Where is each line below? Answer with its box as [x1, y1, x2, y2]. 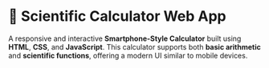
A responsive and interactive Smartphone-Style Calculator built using [8, 34, 242, 43]
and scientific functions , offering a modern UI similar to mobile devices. [8, 50, 248, 60]
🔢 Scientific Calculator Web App [8, 7, 226, 26]
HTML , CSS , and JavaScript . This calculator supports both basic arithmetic [8, 42, 261, 51]
